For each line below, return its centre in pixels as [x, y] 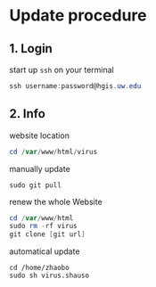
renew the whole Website [56, 201]
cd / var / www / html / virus [53, 152]
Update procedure [78, 16]
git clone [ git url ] [48, 234]
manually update [40, 168]
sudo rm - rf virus [43, 226]
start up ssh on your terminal [62, 70]
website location [39, 135]
